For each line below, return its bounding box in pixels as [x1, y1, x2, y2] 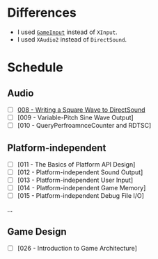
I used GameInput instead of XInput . [17, 28, 118, 36]
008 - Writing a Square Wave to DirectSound [17, 106, 145, 114]
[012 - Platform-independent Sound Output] [17, 168, 143, 176]
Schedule [7, 60, 64, 76]
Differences [7, 5, 77, 21]
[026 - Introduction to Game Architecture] [17, 244, 138, 253]
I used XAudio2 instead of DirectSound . [17, 35, 127, 43]
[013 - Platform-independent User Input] [17, 176, 134, 185]
